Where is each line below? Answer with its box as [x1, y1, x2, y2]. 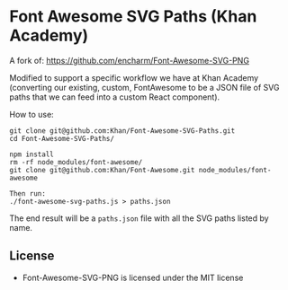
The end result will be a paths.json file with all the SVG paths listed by [9, 213, 269, 224]
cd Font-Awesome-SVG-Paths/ [9, 134, 115, 143]
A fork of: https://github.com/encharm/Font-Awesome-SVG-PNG [9, 55, 250, 66]
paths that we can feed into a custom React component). [9, 92, 220, 102]
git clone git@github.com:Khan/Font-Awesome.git [9, 165, 195, 174]
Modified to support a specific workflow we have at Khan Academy [9, 72, 259, 83]
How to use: [9, 109, 54, 119]
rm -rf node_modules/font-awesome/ [9, 157, 143, 167]
